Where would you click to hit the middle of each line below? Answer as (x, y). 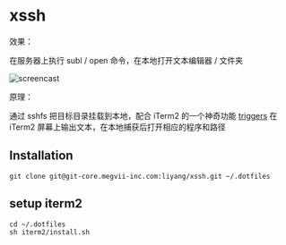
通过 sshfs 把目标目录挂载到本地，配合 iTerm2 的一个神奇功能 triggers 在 (143, 115)
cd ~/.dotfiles (38, 224)
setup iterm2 (46, 203)
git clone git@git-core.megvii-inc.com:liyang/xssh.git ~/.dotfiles (140, 176)
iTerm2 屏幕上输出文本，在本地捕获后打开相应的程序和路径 (117, 127)
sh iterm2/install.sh (50, 232)
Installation (41, 156)
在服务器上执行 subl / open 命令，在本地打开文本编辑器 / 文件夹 (126, 60)
